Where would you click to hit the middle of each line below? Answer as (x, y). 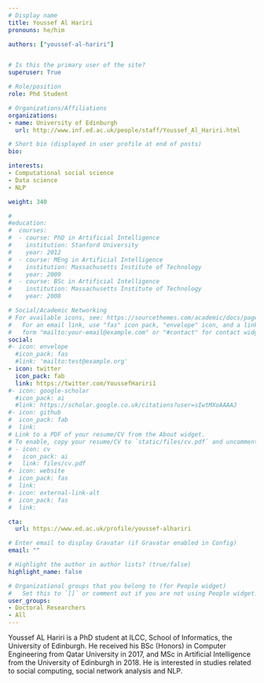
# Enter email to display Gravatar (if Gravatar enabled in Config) (123, 543)
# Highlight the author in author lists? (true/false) (100, 564)
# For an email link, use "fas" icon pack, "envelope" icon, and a (125, 325)
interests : (26, 166)
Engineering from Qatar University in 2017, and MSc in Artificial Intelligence (130, 654)
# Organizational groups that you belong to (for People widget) (117, 586)
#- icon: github (35, 413)
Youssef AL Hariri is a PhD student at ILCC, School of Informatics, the (121, 637)
